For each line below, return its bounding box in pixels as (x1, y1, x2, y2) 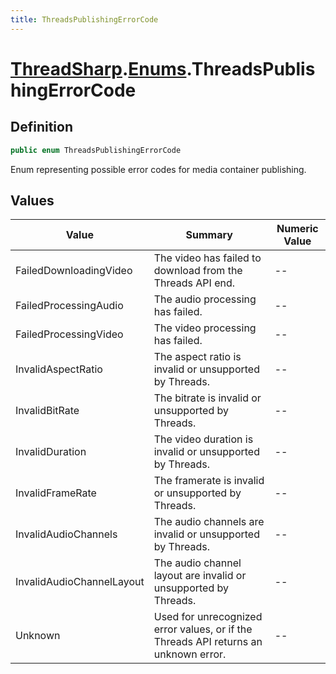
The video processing (153, 321, 257, 335)
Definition (10, 119, 73, 136)
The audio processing (153, 292, 257, 306)
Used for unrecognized (153, 610, 263, 624)
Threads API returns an (153, 635, 263, 649)
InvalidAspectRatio (15, 362, 103, 376)
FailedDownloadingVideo (15, 264, 133, 278)
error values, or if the (153, 622, 253, 636)
